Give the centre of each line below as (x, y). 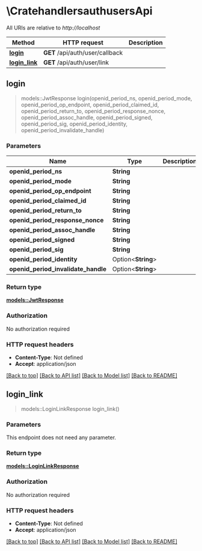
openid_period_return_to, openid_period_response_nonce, (93, 111)
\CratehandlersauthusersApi (79, 11)
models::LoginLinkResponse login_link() (70, 409)
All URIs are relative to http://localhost (53, 28)
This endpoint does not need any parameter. (61, 437)
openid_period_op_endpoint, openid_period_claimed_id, (90, 105)
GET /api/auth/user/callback (83, 52)
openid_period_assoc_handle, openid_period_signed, (87, 117)
